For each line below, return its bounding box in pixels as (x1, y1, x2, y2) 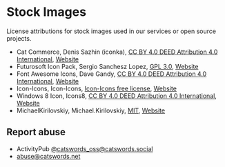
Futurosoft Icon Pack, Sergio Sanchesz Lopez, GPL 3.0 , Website (16, 62, 199, 70)
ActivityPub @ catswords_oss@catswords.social (16, 144, 153, 153)
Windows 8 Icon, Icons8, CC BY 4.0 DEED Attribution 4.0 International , (16, 91, 217, 100)
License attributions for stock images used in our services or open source (6, 27, 217, 35)
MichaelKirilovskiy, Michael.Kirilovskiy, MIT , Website (16, 106, 166, 115)
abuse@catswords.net (16, 152, 81, 160)
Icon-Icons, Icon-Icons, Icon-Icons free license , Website (16, 84, 177, 92)
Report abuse (6, 126, 66, 138)
